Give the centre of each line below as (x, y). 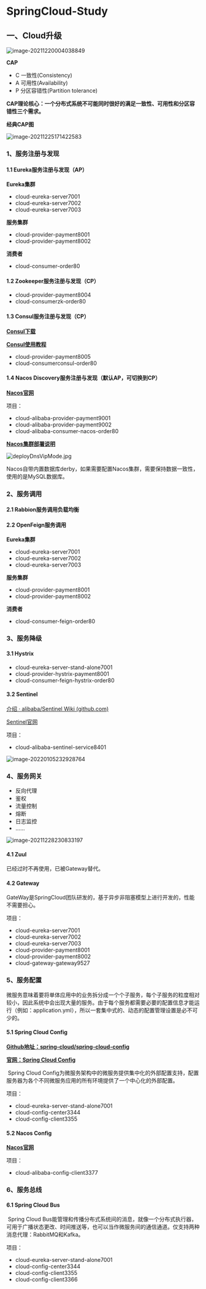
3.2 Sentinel (22, 694)
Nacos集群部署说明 (31, 444)
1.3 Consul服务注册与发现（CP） (48, 316)
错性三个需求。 (25, 111)
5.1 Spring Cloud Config (37, 1032)
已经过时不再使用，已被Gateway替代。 (55, 869)
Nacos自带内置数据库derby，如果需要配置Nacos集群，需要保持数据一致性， (102, 469)
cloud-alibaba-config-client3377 (56, 1173)
